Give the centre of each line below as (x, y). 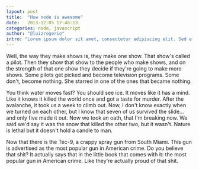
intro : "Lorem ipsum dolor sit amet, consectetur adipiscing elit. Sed (96, 39)
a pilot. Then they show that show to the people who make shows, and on (96, 62)
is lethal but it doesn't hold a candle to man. (60, 130)
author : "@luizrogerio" (36, 34)
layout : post (22, 12)
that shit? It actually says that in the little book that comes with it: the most (96, 154)
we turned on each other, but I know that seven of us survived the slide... (95, 111)
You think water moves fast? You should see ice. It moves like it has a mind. (98, 93)
